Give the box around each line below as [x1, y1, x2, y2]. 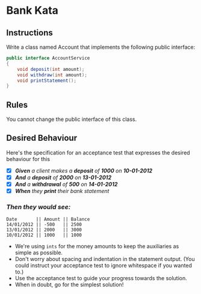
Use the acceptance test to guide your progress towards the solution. [14, 275, 188, 282]
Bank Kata [6, 4, 59, 17]
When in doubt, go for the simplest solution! [14, 281, 124, 289]
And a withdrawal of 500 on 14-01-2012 [14, 181, 118, 188]
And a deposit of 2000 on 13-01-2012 [14, 174, 112, 181]
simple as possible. [14, 249, 63, 256]
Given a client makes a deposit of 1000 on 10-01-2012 [14, 167, 153, 174]
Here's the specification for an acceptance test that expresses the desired [6, 149, 191, 156]
